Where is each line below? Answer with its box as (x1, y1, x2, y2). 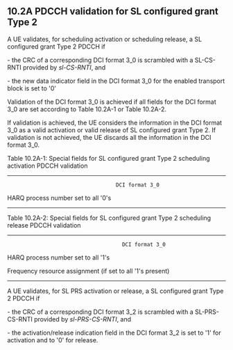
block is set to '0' (7, 83, 57, 93)
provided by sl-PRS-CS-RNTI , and (33, 315, 132, 323)
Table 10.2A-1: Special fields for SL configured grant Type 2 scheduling (7, 154, 210, 162)
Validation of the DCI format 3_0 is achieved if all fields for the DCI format (7, 97, 216, 106)
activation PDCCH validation (7, 161, 88, 170)
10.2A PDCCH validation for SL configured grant (7, 6, 218, 17)
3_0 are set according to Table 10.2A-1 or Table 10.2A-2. (7, 104, 167, 113)
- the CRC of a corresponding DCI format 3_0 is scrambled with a (7, 56, 193, 64)
